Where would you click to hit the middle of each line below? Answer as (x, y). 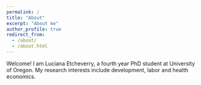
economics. (21, 76)
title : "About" (26, 18)
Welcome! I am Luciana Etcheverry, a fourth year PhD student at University (101, 63)
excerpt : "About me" (33, 23)
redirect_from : (26, 35)
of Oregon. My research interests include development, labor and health (97, 70)
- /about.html (30, 46)
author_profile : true (34, 29)
